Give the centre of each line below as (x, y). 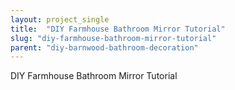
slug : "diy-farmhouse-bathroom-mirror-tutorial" (113, 38)
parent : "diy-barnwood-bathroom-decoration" (104, 47)
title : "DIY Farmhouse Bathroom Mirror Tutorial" (118, 29)
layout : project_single (60, 19)
